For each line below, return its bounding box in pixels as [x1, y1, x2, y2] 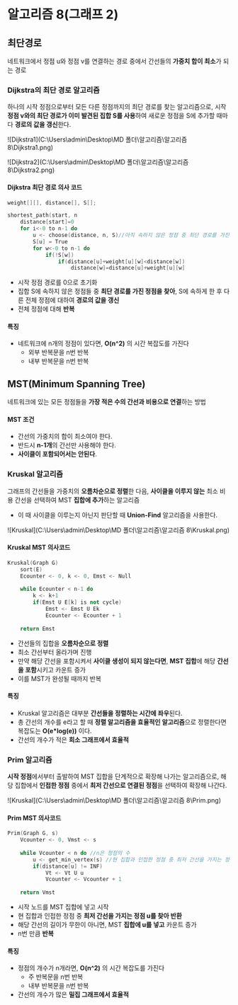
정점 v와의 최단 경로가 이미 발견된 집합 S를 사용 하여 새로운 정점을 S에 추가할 [7, 111, 215, 120]
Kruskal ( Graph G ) [7, 559, 59, 566]
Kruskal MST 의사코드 [7, 543, 71, 552]
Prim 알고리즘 [7, 754, 52, 764]
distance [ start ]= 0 [20, 219, 74, 226]
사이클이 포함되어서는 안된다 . [17, 450, 97, 459]
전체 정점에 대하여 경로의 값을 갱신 [25, 296, 120, 304]
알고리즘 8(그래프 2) [7, 6, 119, 23]
